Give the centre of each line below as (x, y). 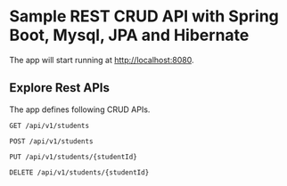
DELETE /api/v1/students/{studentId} (79, 172)
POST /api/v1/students (51, 141)
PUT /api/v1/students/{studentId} (74, 157)
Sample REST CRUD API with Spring (144, 16)
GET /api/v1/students (49, 125)
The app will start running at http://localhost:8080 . (102, 60)
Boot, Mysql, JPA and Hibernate (129, 35)
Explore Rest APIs (59, 88)
